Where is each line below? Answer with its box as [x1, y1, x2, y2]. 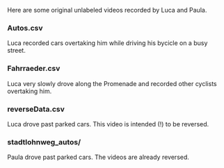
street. [7, 47, 26, 55]
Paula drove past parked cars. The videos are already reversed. [7, 153, 190, 162]
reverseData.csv [7, 104, 65, 114]
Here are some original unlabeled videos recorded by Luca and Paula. [7, 6, 207, 14]
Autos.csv [7, 23, 43, 33]
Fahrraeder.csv [7, 64, 61, 74]
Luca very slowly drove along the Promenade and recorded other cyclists [7, 79, 217, 87]
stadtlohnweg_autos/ [7, 137, 81, 146]
